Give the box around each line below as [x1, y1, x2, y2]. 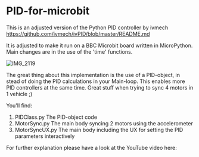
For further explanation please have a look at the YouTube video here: [6, 144, 178, 151]
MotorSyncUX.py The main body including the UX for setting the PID [14, 126, 184, 133]
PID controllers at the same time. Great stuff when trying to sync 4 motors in [6, 84, 194, 91]
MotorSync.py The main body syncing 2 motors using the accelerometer [14, 119, 194, 127]
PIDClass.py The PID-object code [14, 113, 97, 121]
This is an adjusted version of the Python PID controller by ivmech [6, 24, 169, 31]
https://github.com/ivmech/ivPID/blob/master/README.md [6, 30, 150, 37]
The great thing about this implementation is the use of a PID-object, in [6, 71, 181, 78]
